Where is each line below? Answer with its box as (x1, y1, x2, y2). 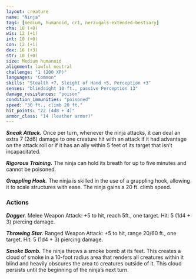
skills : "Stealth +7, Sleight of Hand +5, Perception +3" (6, 80, 151, 86)
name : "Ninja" (6, 14, 41, 20)
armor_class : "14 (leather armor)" (6, 113, 94, 119)
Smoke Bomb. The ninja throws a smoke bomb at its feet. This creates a (6, 247, 181, 254)
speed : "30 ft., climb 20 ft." (6, 102, 83, 108)
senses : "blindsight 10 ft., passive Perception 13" (6, 86, 138, 92)
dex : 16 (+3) (6, 47, 38, 53)
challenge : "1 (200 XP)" (6, 69, 67, 75)
